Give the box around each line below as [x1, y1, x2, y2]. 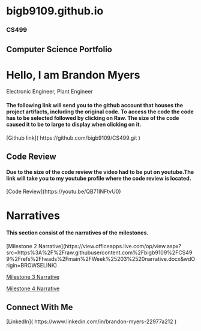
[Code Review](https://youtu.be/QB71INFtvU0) [6, 188, 121, 195]
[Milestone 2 [6, 242, 37, 249]
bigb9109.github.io [6, 4, 104, 18]
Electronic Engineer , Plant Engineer [6, 88, 93, 95]
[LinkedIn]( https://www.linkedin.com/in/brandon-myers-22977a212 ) [6, 318, 177, 325]
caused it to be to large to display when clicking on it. [6, 121, 142, 128]
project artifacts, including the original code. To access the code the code [6, 108, 194, 115]
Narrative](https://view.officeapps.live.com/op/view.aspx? [38, 242, 182, 249]
